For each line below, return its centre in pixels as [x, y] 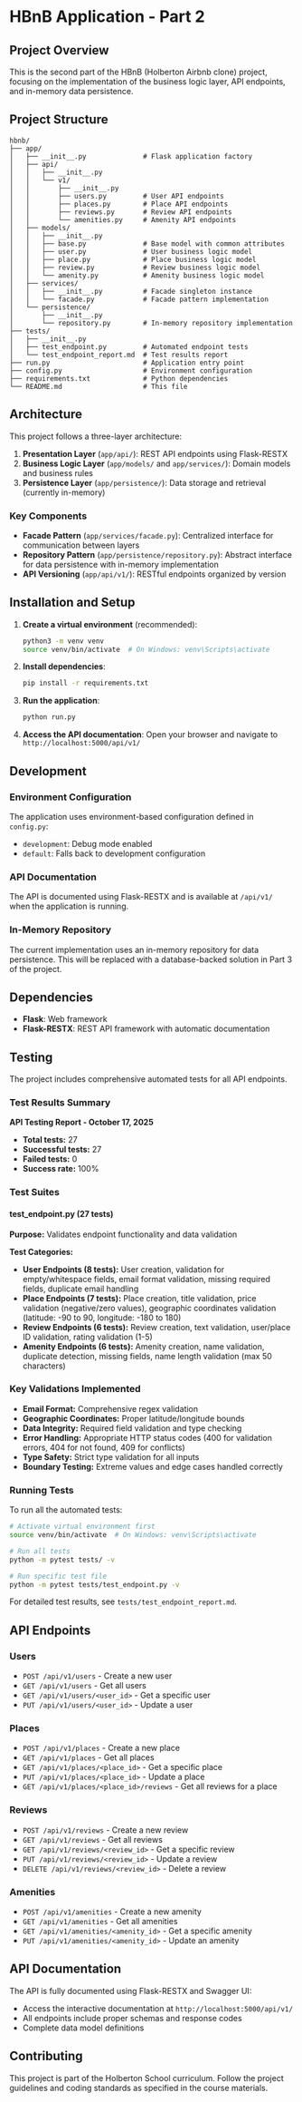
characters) [44, 1366]
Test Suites [35, 1192]
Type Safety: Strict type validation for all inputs [111, 1456]
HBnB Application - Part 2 [107, 17]
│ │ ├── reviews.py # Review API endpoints [121, 212]
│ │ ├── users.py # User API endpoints [117, 196]
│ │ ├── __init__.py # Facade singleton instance [131, 291]
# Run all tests [40, 1551]
